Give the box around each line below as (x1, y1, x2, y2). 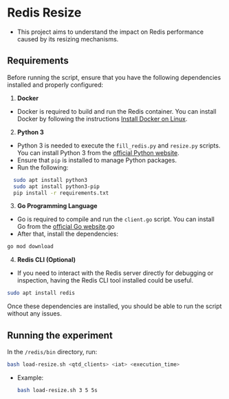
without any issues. (7, 309, 62, 318)
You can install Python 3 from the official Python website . (17, 148, 180, 156)
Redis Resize (7, 5, 82, 21)
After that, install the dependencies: (17, 229, 119, 238)
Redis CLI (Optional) (17, 256, 76, 264)
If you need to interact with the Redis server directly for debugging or (17, 269, 214, 277)
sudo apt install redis (7, 289, 76, 297)
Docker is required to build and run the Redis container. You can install (17, 107, 217, 115)
